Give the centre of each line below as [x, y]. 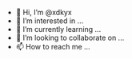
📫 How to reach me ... [53, 47]
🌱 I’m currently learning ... [58, 29]
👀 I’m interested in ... [50, 21]
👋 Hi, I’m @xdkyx [44, 12]
